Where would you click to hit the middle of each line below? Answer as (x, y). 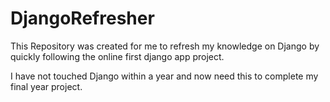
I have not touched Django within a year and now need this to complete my (164, 76)
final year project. (46, 86)
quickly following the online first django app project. (117, 56)
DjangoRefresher (82, 18)
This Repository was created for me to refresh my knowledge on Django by (165, 46)
